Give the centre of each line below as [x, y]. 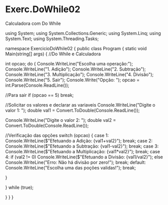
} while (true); [19, 187]
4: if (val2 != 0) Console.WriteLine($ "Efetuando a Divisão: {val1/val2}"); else [84, 157]
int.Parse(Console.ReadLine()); [37, 85]
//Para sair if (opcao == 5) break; [40, 95]
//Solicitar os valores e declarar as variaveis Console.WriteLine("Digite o [80, 105]
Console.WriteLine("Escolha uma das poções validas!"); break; [71, 167]
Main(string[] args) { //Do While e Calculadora [53, 54]
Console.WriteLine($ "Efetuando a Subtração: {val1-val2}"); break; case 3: [82, 146]
